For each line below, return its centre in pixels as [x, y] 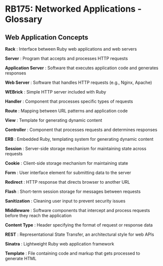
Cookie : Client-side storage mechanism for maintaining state [67, 163]
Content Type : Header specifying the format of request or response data [79, 225]
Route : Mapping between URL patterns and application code [66, 111]
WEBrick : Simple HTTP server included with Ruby [55, 92]
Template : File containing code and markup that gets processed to [72, 253]
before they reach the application [38, 216]
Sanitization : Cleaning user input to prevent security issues [65, 201]
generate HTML [21, 258]
